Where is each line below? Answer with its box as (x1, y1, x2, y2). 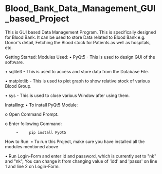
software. (5, 59, 24, 65)
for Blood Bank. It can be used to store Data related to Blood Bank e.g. (5, 34, 146, 40)
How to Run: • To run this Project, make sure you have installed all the (5, 139, 145, 144)
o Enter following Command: (5, 121, 62, 127)
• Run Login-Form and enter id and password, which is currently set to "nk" (5, 153, 157, 159)
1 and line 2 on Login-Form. (5, 163, 60, 169)
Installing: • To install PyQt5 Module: (5, 102, 78, 108)
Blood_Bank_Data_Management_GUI (5, 3, 156, 14)
